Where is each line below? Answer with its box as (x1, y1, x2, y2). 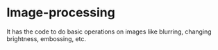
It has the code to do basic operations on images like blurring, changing (6, 27, 212, 36)
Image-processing (6, 5, 115, 21)
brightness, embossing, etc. (6, 34, 87, 42)
